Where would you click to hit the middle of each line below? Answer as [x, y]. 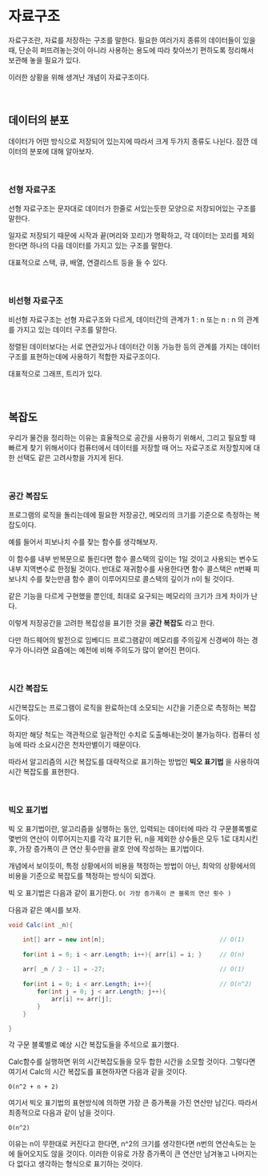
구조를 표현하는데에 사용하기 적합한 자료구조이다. [84, 356]
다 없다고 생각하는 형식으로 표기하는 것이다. [76, 1164]
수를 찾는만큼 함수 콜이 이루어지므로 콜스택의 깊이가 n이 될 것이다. [132, 579]
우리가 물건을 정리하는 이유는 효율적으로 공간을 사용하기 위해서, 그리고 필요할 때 [132, 438]
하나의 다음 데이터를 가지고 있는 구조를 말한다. [101, 246]
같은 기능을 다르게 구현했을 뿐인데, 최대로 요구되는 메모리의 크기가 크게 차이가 [129, 596]
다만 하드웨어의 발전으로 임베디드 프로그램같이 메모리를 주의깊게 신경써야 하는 [129, 640]
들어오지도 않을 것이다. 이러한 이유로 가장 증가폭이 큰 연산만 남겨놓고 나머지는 [137, 1154]
